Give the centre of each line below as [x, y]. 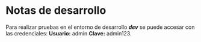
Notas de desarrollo [56, 10]
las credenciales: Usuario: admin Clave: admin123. [69, 33]
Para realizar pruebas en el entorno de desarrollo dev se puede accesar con [100, 27]
